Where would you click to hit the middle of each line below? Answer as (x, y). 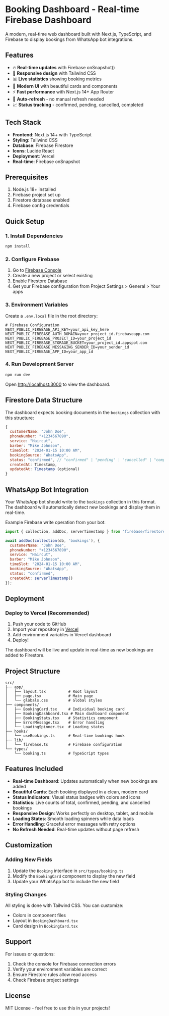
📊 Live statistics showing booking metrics (57, 79)
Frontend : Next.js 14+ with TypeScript (52, 134)
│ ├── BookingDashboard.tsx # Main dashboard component (67, 714)
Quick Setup (25, 221)
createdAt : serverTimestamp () (41, 578)
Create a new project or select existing (53, 276)
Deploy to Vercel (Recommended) (47, 613)
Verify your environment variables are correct (60, 969)
